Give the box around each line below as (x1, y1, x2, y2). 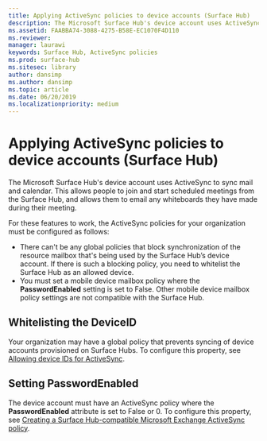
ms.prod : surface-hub (8, 56, 80, 64)
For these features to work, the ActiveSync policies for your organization (8, 219, 246, 228)
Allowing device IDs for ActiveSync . (8, 354, 126, 363)
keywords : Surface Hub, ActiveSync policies (8, 48, 158, 56)
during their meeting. (8, 203, 77, 213)
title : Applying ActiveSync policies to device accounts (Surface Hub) (8, 11, 250, 20)
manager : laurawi (8, 41, 66, 49)
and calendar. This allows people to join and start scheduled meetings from (8, 186, 255, 195)
